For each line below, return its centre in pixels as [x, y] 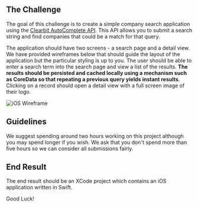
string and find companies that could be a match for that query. [83, 36]
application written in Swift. [39, 188]
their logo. [19, 91]
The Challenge [34, 10]
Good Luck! [20, 199]
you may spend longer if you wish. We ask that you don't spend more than [97, 142]
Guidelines [26, 122]
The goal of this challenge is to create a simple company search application [98, 24]
